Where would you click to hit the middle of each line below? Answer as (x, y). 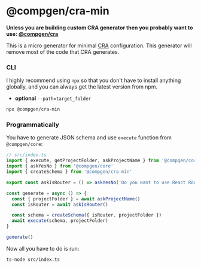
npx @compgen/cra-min (33, 109)
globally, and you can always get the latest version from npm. (82, 87)
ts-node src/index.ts (33, 259)
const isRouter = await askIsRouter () (60, 205)
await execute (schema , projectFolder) (60, 221)
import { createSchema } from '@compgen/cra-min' (69, 172)
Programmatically (33, 125)
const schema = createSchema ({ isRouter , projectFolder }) (87, 215)
